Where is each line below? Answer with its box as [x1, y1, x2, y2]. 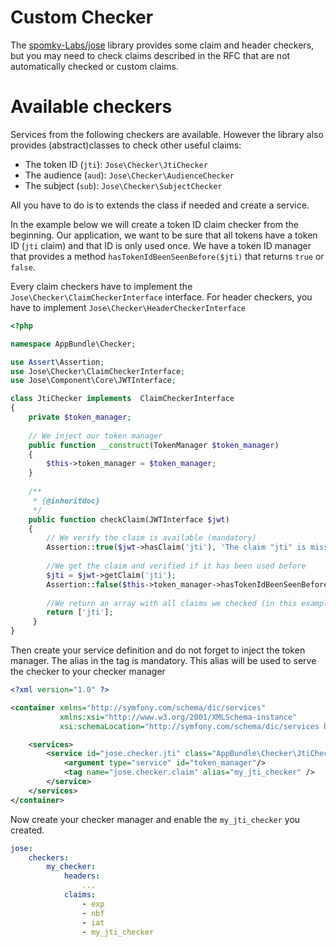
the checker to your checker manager [10, 666, 166, 677]
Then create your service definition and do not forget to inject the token [10, 644, 306, 656]
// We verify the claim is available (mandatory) [46, 533, 257, 543]
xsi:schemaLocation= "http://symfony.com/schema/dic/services [59, 721, 320, 731]
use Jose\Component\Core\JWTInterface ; [10, 376, 177, 386]
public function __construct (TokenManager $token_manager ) [28, 440, 280, 450]
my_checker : [46, 862, 97, 872]
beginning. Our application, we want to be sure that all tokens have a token [10, 229, 318, 241]
